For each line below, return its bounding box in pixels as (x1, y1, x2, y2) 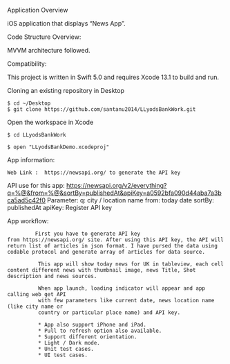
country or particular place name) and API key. (37, 309, 181, 316)
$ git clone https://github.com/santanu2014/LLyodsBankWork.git (7, 106, 196, 113)
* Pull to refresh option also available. (37, 327, 162, 334)
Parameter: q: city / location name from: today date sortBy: (47, 196, 214, 204)
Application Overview (7, 6, 68, 14)
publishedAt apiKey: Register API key (7, 204, 113, 211)
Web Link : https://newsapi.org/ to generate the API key (7, 169, 181, 176)
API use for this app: (7, 182, 66, 189)
